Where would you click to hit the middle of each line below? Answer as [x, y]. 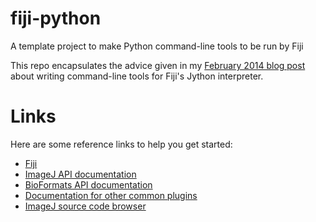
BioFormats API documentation [88, 184]
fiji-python [56, 18]
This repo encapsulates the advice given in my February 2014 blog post [158, 65]
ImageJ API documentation [80, 174]
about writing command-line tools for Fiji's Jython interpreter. [137, 76]
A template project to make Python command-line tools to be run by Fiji [157, 46]
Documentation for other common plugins [111, 195]
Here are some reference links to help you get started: [121, 144]
